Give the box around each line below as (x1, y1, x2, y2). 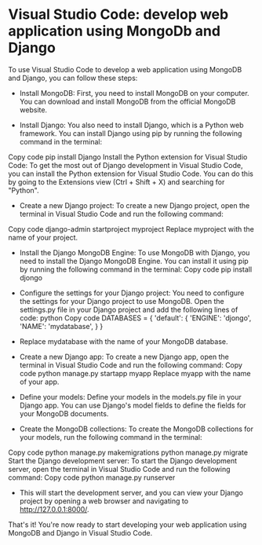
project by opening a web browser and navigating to (19, 496, 189, 506)
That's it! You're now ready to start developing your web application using (8, 520, 247, 529)
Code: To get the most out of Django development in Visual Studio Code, (8, 160, 243, 170)
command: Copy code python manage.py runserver (8, 473, 176, 482)
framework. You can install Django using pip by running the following (19, 128, 242, 138)
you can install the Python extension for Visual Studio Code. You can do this (8, 169, 253, 178)
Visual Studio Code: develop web (8, 5, 229, 24)
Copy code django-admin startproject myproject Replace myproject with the (8, 224, 255, 233)
